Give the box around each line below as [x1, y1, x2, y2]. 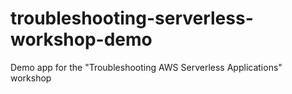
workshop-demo [10, 28, 153, 51]
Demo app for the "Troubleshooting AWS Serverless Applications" [10, 61, 283, 73]
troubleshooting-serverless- [10, 7, 254, 30]
